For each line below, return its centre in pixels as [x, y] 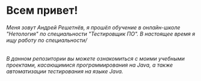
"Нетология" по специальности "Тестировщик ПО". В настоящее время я [101, 34]
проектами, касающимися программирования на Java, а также [90, 65]
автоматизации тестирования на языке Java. [65, 71]
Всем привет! [42, 10]
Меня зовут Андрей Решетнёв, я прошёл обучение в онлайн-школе [93, 27]
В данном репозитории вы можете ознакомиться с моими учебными [96, 59]
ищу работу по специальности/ [47, 40]
